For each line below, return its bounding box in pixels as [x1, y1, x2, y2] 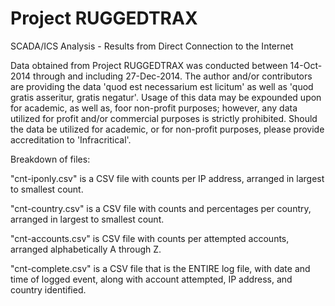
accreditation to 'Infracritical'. [10, 133, 132, 146]
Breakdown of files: [10, 153, 91, 165]
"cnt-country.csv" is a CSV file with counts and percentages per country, [10, 202, 312, 214]
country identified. [10, 283, 87, 296]
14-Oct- [289, 59, 323, 71]
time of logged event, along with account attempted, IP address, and [10, 273, 293, 285]
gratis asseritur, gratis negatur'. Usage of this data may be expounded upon [10, 91, 322, 103]
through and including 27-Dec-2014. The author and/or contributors [33, 70, 313, 82]
